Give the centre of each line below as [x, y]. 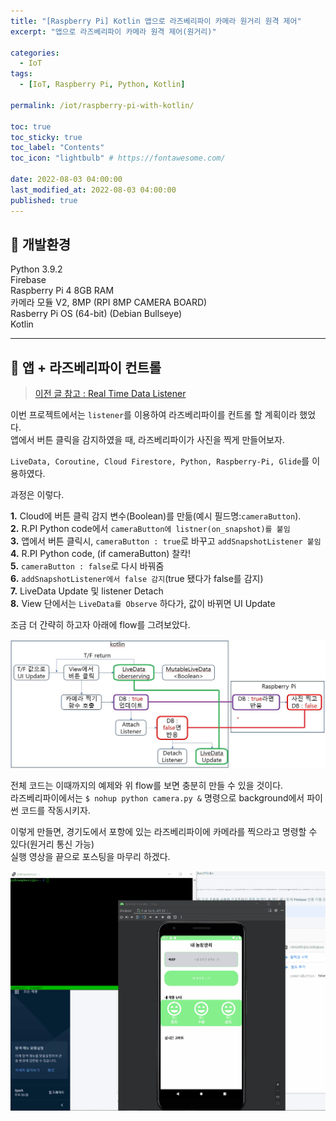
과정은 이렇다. [37, 495]
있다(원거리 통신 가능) [52, 844]
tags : [21, 74]
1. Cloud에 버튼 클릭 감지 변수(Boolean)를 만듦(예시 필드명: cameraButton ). [156, 516]
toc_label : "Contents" [57, 148]
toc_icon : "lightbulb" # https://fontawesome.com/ [118, 158]
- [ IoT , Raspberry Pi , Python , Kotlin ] [102, 85]
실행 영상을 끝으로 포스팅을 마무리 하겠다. [90, 857]
